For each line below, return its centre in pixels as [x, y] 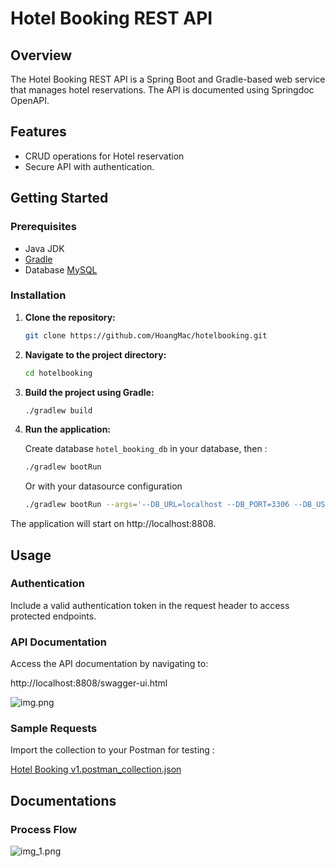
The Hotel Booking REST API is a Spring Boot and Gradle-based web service [168, 79]
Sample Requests [54, 729]
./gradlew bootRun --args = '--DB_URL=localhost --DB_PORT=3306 [157, 505]
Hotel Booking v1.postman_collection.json [96, 769]
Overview [41, 55]
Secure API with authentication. [89, 166]
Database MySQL [61, 269]
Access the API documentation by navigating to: [109, 664]
